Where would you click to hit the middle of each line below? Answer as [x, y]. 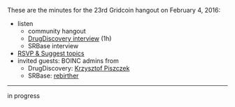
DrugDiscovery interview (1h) [70, 38]
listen [25, 23]
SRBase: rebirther [53, 76]
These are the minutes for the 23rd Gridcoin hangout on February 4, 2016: [114, 10]
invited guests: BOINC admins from [68, 61]
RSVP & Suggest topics [51, 53]
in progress [24, 96]
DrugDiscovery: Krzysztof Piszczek [79, 68]
